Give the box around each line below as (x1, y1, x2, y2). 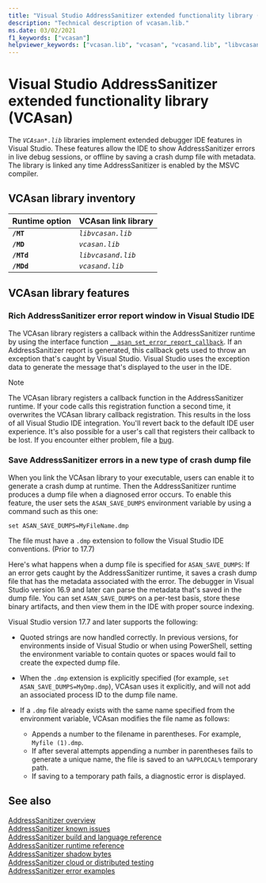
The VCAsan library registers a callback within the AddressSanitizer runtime (8, 328, 256, 338)
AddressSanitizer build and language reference (8, 832, 162, 842)
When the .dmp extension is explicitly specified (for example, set (19, 673, 230, 682)
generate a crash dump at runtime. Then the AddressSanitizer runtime (8, 481, 237, 490)
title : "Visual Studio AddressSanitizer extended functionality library (8, 11, 253, 20)
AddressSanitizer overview (8, 815, 97, 825)
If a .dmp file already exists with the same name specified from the (19, 705, 235, 715)
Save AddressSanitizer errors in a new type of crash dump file (8, 455, 252, 466)
